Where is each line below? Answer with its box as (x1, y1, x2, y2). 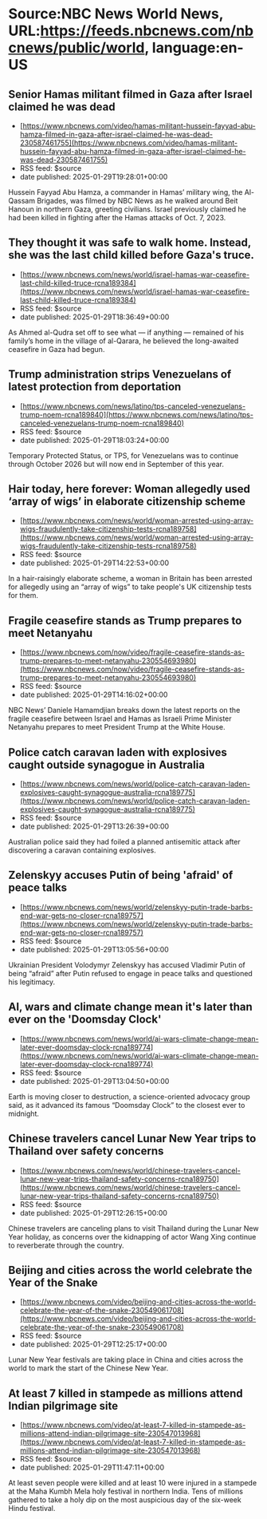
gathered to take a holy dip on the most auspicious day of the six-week (8, 1495, 241, 1505)
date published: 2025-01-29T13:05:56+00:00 (19, 944, 169, 954)
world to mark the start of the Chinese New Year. (8, 1363, 169, 1373)
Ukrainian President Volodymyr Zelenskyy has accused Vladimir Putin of (8, 959, 245, 970)
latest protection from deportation (8, 380, 182, 394)
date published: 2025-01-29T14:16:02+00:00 (19, 690, 168, 699)
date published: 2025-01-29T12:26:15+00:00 (19, 1208, 167, 1217)
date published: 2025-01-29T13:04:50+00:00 (19, 1076, 170, 1086)
